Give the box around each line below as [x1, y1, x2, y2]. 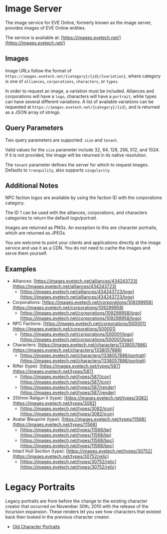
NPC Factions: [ [12, 320, 45, 326]
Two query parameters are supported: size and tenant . [5, 137, 119, 143]
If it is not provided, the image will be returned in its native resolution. [5, 152, 147, 158]
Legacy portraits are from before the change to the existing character [5, 498, 148, 504]
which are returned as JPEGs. [5, 230, 66, 236]
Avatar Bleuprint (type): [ [12, 416, 63, 422]
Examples [5, 264, 36, 273]
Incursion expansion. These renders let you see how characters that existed [5, 508, 161, 515]
